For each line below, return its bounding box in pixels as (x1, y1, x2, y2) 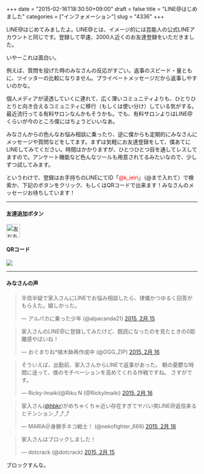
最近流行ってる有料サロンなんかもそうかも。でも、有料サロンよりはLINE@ (6, 110, 193, 117)
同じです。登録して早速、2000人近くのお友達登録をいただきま (32, 33, 189, 41)
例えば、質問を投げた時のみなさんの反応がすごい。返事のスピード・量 (6, 67, 182, 74)
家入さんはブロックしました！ (21, 435, 96, 442)
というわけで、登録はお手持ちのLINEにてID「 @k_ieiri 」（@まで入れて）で (6, 174, 189, 181)
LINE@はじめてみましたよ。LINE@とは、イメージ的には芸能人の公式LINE (6, 26, 190, 33)
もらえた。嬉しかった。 (21, 301, 80, 309)
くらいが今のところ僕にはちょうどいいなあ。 (6, 118, 118, 125)
